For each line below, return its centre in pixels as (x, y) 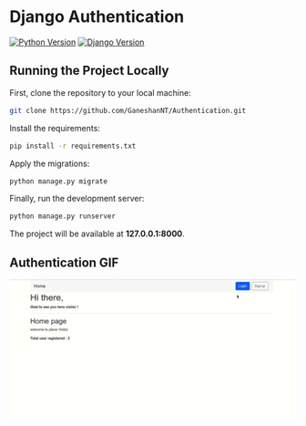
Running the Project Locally (89, 71)
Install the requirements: (55, 128)
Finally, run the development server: (77, 199)
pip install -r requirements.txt (73, 146)
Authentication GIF (64, 262)
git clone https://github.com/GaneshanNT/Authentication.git (128, 110)
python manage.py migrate (58, 181)
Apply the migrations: (50, 163)
